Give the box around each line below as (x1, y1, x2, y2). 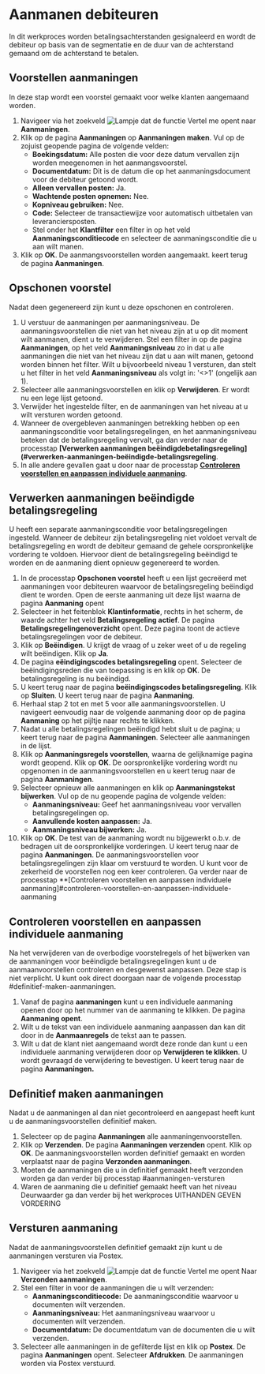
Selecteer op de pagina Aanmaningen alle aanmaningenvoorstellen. (20, 1132, 243, 1141)
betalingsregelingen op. (32, 808, 110, 818)
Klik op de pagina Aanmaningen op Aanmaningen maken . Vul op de (20, 133, 245, 142)
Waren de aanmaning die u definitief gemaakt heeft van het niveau (20, 1182, 237, 1191)
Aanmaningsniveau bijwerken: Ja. (32, 825, 147, 834)
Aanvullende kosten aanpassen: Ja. (32, 817, 152, 826)
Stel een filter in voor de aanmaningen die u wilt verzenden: (20, 1282, 215, 1292)
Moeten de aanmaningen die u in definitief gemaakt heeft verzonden (20, 1166, 244, 1174)
